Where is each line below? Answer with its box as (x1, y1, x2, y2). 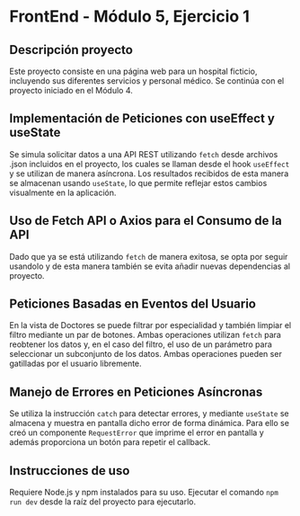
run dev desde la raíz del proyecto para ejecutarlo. (9, 496, 197, 507)
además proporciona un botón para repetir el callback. (9, 437, 211, 448)
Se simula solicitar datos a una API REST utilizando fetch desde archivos (9, 148, 278, 159)
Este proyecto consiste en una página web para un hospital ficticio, (9, 66, 258, 76)
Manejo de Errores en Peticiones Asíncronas (9, 384, 263, 399)
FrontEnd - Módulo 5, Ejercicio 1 (9, 6, 250, 27)
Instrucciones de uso (9, 463, 130, 478)
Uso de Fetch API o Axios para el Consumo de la (9, 213, 283, 228)
